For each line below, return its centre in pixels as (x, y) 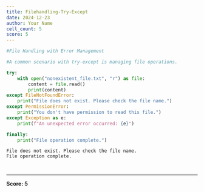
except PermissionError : (38, 107)
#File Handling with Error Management (55, 51)
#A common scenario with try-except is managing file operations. (92, 62)
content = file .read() (57, 84)
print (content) (47, 90)
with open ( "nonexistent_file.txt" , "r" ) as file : (81, 78)
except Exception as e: (36, 118)
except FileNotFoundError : (40, 95)
